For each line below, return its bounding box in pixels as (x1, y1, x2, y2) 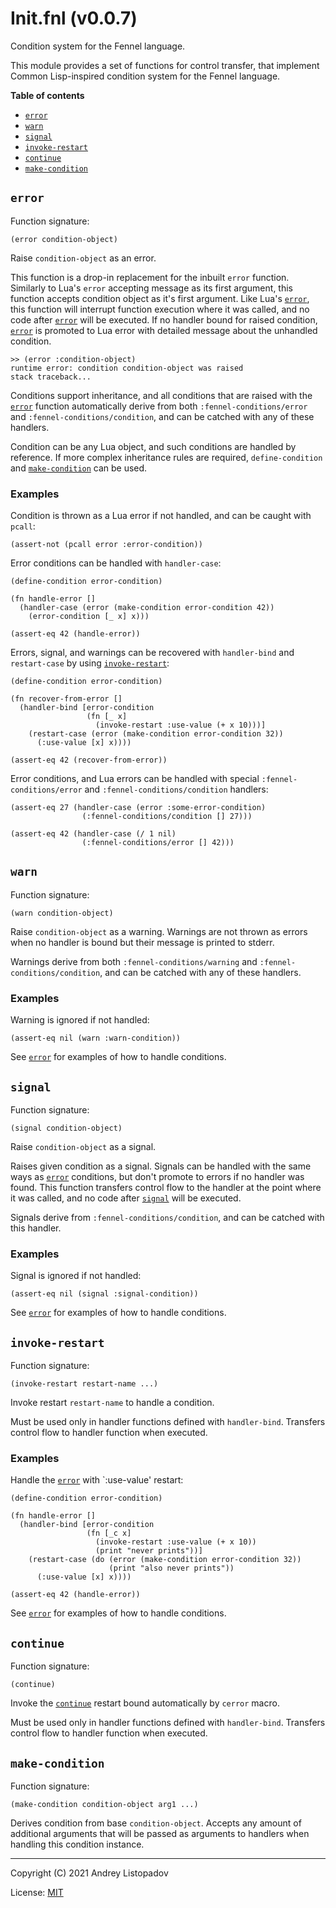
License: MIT (10, 1887, 64, 1898)
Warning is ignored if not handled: (10, 1014, 150, 1026)
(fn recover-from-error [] (10, 694, 123, 704)
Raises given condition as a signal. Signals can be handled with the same (10, 1160, 312, 1172)
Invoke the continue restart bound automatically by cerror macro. (10, 1697, 280, 1709)
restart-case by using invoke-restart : (10, 657, 170, 669)
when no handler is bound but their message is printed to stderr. (10, 936, 275, 948)
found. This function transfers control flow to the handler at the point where (10, 1181, 322, 1193)
